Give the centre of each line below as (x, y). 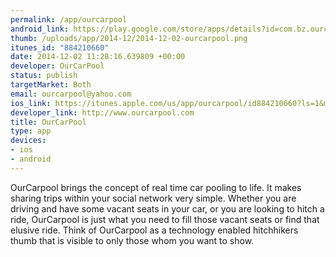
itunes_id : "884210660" (60, 47)
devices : (28, 141)
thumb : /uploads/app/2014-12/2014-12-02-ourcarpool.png (129, 38)
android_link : (40, 29)
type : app (31, 131)
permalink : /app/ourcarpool (69, 19)
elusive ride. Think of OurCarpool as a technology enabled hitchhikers (154, 230)
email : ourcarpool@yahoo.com (71, 94)
